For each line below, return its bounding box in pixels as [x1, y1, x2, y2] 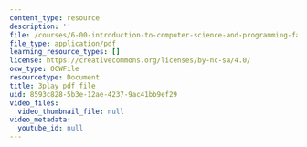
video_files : [9, 98, 59, 108]
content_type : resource [9, 13, 101, 23]
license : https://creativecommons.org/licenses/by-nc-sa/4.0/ [9, 56, 251, 65]
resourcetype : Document [9, 73, 101, 82]
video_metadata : [9, 115, 71, 124]
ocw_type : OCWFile [9, 65, 79, 74]
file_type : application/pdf [9, 38, 117, 48]
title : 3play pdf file [9, 81, 96, 90]
